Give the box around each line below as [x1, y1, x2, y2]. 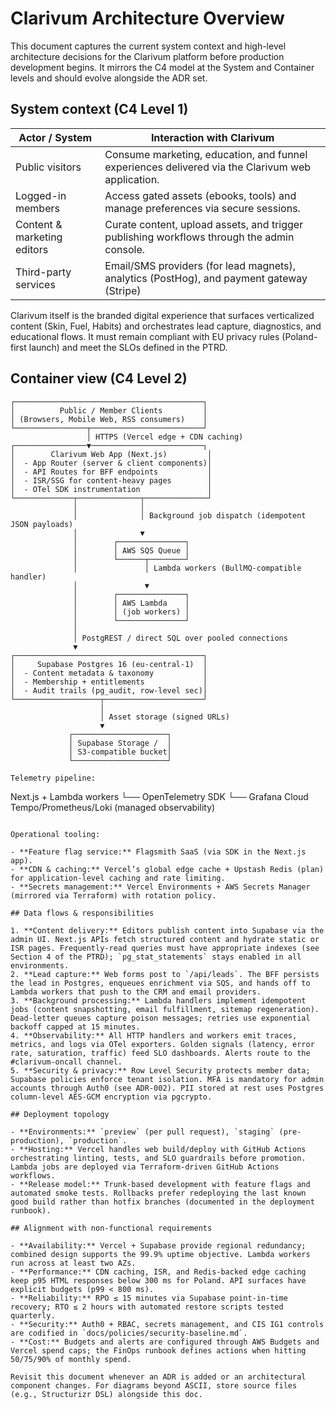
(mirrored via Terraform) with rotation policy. [10, 890, 217, 901]
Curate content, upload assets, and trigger [104, 217, 304, 231]
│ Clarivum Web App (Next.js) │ [10, 449, 213, 459]
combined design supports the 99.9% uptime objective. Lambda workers [10, 1249, 311, 1259]
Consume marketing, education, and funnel [104, 147, 308, 161]
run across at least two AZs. [10, 1258, 137, 1268]
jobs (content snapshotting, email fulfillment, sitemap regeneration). [10, 1004, 320, 1014]
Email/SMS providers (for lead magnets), [104, 258, 297, 272]
